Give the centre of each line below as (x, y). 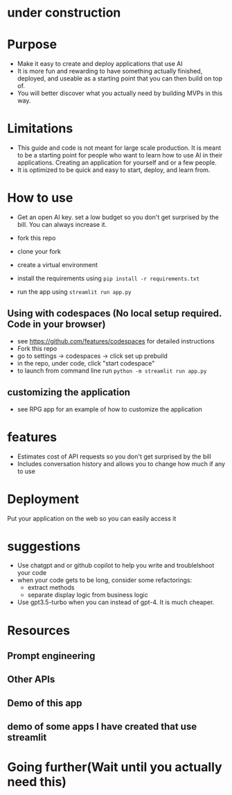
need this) (37, 782)
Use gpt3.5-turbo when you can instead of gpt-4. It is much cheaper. (116, 602)
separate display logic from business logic (88, 595)
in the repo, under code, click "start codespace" (86, 363)
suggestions (44, 546)
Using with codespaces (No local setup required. (115, 314)
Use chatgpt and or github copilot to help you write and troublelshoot (116, 565)
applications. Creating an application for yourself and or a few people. (117, 163)
